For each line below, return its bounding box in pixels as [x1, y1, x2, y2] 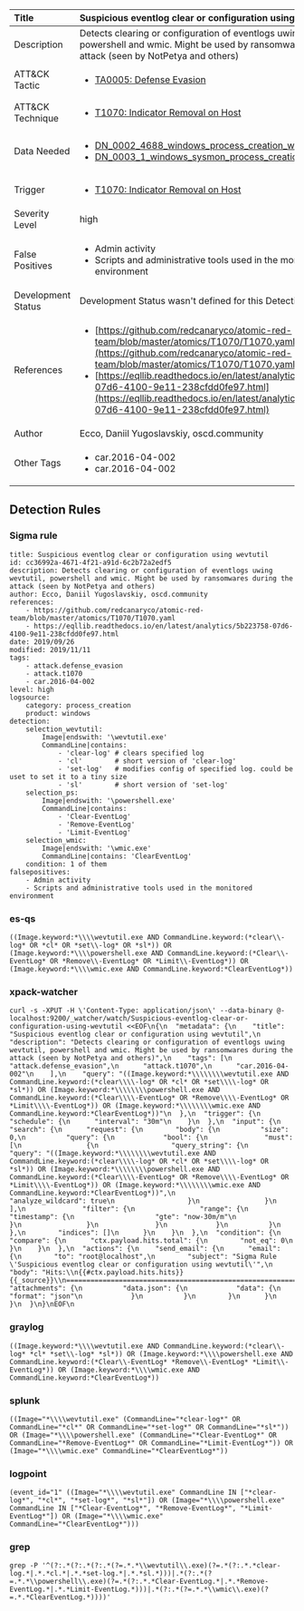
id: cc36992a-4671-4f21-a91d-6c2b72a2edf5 [9, 558, 172, 567]
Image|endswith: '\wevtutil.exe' [42, 732, 168, 742]
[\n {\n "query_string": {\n [9, 1141, 249, 1150]
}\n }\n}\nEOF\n [9, 1300, 75, 1309]
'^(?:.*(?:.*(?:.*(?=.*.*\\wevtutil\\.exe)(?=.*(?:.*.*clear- [42, 1561, 281, 1570]
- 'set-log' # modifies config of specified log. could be [57, 764, 294, 774]
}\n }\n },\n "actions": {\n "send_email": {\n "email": [9, 1245, 281, 1254]
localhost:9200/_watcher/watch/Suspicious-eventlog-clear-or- [9, 1014, 249, 1023]
